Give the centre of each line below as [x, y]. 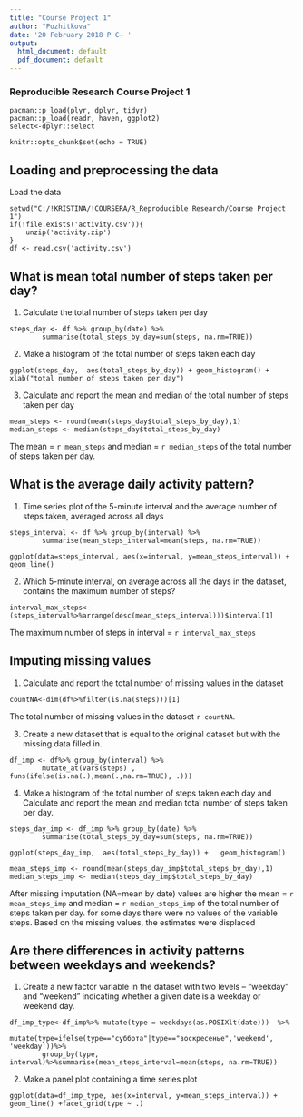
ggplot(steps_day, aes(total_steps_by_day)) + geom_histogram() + [140, 370]
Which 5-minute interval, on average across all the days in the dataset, [155, 581]
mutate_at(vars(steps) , [89, 768]
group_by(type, [71, 1054]
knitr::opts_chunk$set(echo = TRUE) [78, 143]
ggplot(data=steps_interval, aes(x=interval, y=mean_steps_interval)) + [150, 556]
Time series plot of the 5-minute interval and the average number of [150, 506]
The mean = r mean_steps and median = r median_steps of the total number [151, 446]
